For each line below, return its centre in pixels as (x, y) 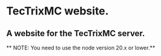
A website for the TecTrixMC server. (76, 33)
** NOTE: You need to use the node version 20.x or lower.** (81, 48)
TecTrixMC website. (57, 11)
